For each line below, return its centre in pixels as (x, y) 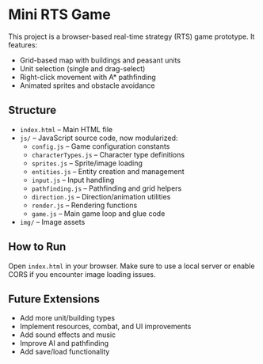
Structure (32, 110)
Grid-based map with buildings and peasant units (100, 60)
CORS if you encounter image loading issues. (82, 274)
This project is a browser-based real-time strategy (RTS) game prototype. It (131, 36)
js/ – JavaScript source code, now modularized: (99, 138)
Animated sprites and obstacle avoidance (87, 85)
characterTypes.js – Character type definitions (108, 154)
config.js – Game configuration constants (101, 146)
